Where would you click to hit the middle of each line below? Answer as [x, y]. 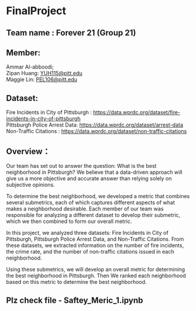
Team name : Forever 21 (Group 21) [71, 33]
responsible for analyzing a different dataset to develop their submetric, [93, 215]
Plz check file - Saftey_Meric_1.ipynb [75, 301]
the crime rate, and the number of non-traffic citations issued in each [90, 252]
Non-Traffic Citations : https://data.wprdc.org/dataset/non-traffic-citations [97, 131]
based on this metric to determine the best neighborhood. [76, 282]
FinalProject [36, 11]
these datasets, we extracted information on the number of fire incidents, [95, 245]
